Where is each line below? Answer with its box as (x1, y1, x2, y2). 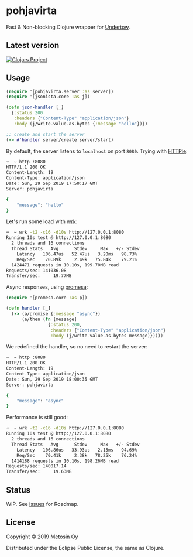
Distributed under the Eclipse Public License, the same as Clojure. (6, 544, 165, 551)
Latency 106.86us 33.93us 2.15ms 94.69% (16, 447, 137, 453)
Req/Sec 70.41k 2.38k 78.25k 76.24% (16, 452, 137, 458)
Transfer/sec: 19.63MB (6, 469, 72, 475)
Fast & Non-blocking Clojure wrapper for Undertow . (6, 23, 130, 30)
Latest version (6, 40, 60, 50)
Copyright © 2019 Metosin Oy (6, 533, 78, 540)
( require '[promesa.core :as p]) (6, 295, 88, 301)
